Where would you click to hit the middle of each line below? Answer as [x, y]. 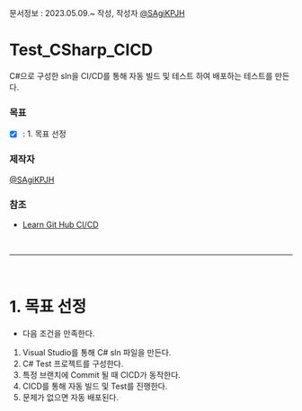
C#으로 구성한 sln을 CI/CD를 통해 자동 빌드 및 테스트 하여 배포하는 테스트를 [141, 75]
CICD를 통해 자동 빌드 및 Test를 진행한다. [95, 386]
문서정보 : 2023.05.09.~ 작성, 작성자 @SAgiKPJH [98, 13]
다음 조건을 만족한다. [58, 333]
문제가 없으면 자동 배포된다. [71, 397]
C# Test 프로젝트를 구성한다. [73, 363]
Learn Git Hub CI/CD [60, 224]
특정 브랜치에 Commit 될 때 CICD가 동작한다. [102, 374]
